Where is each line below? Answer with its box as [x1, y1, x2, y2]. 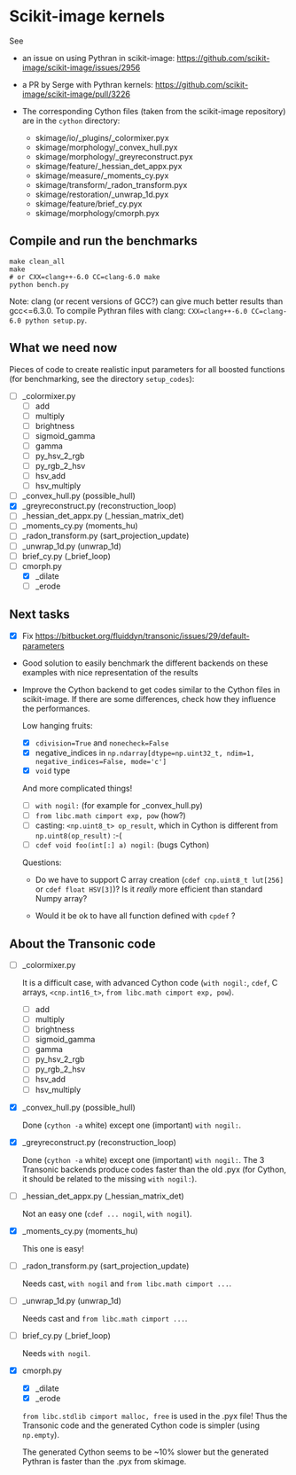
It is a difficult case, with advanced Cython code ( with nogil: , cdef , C [21, 978, 278, 987]
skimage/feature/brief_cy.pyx [35, 198, 143, 209]
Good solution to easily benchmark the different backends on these [21, 658, 269, 668]
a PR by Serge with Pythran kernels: [21, 79, 153, 90]
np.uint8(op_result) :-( [35, 831, 122, 841]
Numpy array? [35, 894, 88, 904]
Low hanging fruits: [21, 720, 93, 730]
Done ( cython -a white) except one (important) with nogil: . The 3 [21, 1154, 265, 1165]
